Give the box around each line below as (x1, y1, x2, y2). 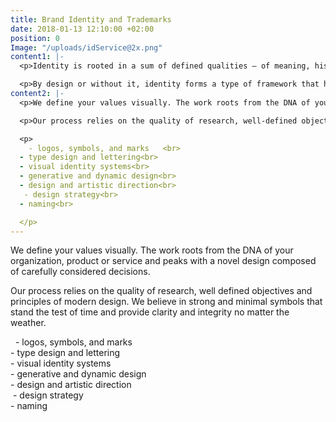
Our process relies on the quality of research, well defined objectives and (10, 285, 313, 297)
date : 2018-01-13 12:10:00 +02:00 (10, 24, 155, 34)
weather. (10, 317, 47, 329)
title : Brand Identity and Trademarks (10, 14, 172, 25)
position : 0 (10, 33, 60, 43)
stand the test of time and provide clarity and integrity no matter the (10, 306, 290, 318)
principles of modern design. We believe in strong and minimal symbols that (10, 296, 323, 308)
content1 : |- (10, 52, 65, 62)
